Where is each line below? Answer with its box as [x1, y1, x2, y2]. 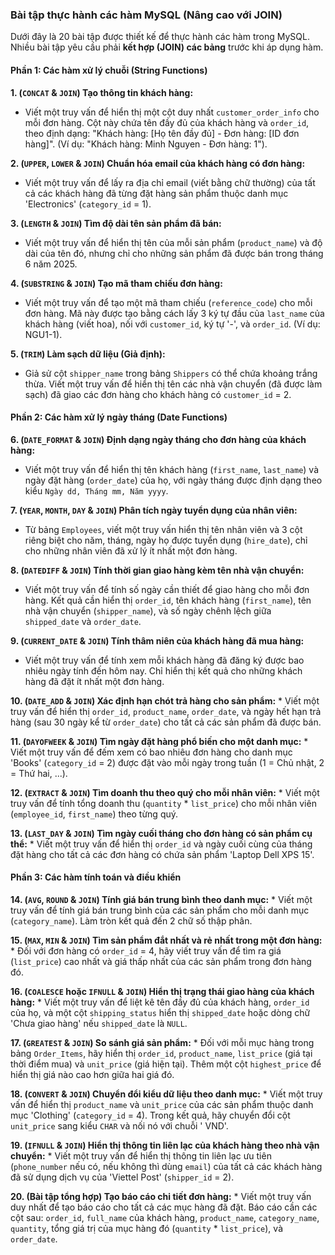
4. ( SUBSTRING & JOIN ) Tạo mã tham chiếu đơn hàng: [10, 277, 223, 289]
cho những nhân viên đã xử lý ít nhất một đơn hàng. [24, 544, 238, 557]
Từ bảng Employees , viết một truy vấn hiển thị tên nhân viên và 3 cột [24, 523, 303, 535]
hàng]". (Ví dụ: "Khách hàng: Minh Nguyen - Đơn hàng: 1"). [24, 138, 268, 150]
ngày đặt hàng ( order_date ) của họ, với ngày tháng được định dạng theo [24, 474, 323, 486]
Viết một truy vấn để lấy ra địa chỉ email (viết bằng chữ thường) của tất [24, 176, 316, 188]
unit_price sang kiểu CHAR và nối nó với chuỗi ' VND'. [10, 1119, 229, 1132]
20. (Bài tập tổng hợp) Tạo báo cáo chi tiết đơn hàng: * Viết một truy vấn [10, 1190, 312, 1202]
